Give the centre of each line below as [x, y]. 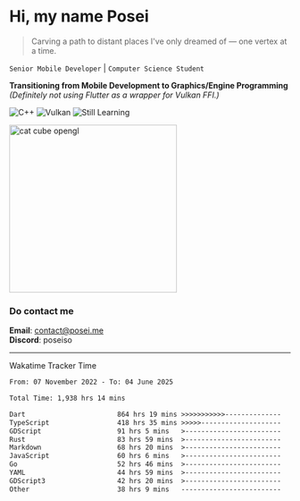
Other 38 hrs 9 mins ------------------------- [145, 489]
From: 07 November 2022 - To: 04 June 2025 [92, 382]
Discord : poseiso [41, 340]
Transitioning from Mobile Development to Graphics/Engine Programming [149, 85]
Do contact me [42, 310]
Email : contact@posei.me [57, 331]
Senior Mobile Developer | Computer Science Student [107, 68]
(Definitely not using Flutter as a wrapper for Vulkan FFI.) [115, 95]
